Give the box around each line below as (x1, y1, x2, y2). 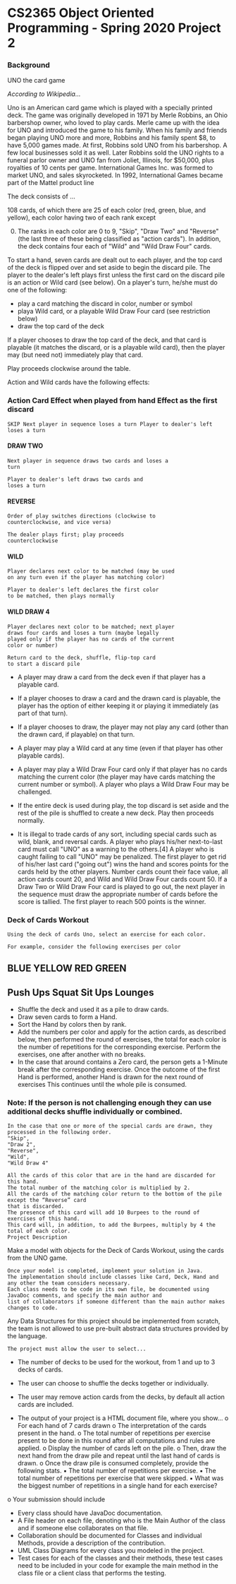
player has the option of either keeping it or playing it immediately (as (17, 701, 219, 710)
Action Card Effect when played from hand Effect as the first (7, 395, 218, 405)
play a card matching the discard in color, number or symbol (17, 299, 192, 308)
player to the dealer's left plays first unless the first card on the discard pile (7, 270, 225, 280)
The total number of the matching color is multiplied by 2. (7, 1184, 191, 1191)
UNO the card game (7, 76, 66, 85)
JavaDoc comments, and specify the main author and (7, 1292, 162, 1299)
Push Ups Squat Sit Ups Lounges (7, 987, 154, 999)
